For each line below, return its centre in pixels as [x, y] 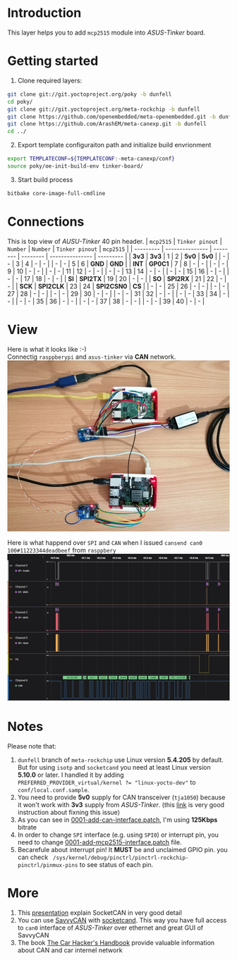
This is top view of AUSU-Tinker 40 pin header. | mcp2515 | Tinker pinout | [115, 241]
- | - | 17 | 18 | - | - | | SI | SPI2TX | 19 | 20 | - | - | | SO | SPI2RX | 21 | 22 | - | [117, 278]
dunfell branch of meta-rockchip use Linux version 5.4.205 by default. [120, 760]
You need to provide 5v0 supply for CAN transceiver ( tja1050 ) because [121, 797]
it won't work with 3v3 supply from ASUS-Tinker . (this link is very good [121, 805]
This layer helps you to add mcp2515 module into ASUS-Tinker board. [107, 32]
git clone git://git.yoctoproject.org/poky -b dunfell [90, 94]
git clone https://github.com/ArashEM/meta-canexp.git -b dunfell [107, 124]
